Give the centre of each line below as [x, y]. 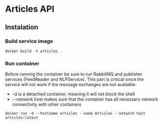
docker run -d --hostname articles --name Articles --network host [75, 114]
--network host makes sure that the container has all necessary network [85, 99]
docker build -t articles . [34, 51]
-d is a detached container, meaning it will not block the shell [73, 94]
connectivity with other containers [47, 104]
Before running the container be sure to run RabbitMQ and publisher [74, 74]
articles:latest [22, 118]
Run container [22, 63]
